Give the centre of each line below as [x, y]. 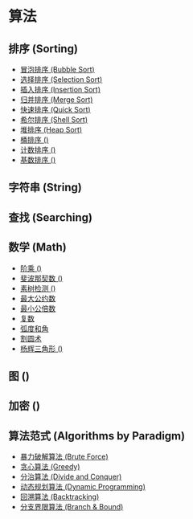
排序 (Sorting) [43, 49]
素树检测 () [38, 288]
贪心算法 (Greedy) [50, 467]
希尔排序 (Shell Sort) [54, 120]
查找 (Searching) [50, 217]
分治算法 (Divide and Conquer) [71, 477]
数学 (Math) [37, 247]
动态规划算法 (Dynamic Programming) [83, 487]
